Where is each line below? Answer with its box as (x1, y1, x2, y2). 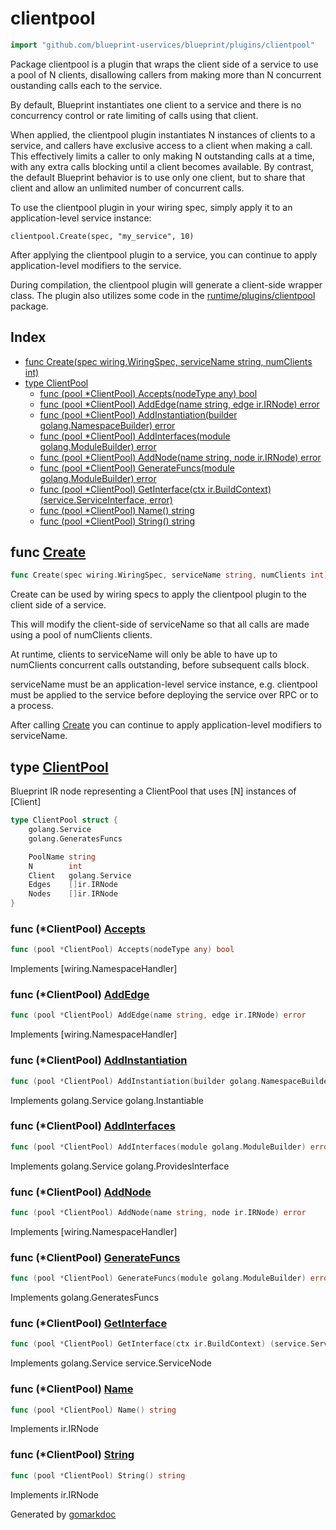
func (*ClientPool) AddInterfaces (10, 1119, 176, 1133)
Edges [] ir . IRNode (28, 880, 118, 890)
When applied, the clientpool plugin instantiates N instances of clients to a (10, 128, 316, 141)
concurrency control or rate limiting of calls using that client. (10, 109, 259, 121)
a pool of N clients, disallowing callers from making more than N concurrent (10, 68, 322, 81)
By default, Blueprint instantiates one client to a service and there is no (10, 98, 302, 111)
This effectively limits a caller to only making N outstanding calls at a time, (10, 150, 315, 162)
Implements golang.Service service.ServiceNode (10, 1357, 212, 1369)
